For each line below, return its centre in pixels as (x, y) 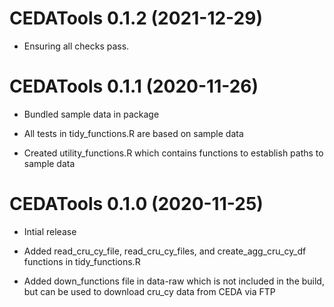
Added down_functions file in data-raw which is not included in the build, (174, 281)
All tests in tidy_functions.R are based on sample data (133, 133)
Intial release (50, 231)
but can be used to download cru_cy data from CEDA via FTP (149, 291)
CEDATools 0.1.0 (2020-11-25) (136, 204)
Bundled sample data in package (91, 114)
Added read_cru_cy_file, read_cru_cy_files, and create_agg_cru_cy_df (165, 251)
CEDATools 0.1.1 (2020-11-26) (134, 86)
